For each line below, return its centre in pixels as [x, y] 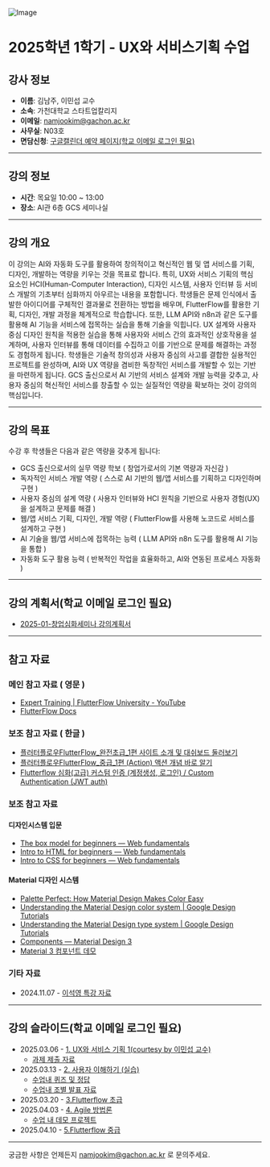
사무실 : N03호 [42, 131]
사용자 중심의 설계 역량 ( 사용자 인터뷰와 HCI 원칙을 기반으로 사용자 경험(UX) [140, 498]
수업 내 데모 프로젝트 [64, 1119]
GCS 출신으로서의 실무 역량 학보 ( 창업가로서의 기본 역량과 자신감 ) [124, 469]
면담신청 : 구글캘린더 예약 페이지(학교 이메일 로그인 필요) [107, 141]
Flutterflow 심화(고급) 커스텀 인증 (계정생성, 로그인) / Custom [117, 773]
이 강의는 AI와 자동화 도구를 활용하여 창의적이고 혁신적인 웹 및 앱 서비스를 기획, [131, 264]
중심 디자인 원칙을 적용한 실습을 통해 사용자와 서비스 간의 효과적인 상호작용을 [129, 334]
